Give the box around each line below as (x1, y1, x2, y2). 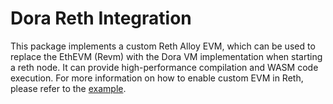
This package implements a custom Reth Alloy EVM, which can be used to (10, 40, 316, 52)
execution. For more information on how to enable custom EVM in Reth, (10, 72, 304, 84)
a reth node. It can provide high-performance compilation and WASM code (10, 61, 319, 73)
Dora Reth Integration (10, 7, 192, 30)
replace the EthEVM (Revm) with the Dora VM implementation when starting (10, 50, 323, 62)
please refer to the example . (10, 82, 127, 94)
